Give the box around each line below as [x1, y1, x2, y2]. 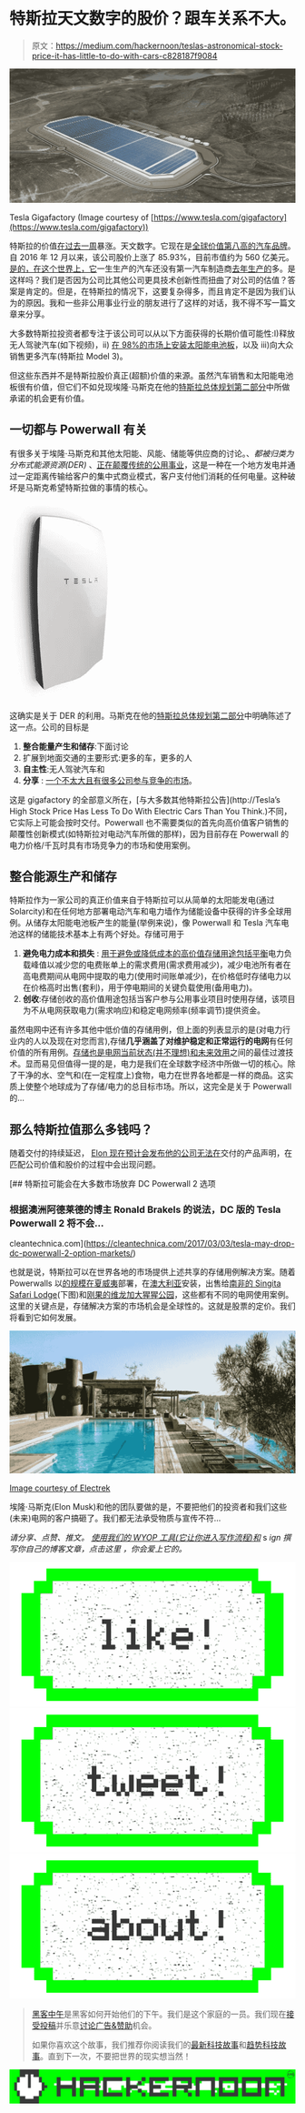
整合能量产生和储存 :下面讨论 [22, 741, 129, 752]
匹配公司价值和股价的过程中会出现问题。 [9, 1159, 161, 1170]
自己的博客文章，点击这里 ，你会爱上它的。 [25, 1543, 187, 1554]
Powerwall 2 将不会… [9, 1217, 104, 1229]
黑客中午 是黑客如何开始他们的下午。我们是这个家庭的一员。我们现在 [31, 2008, 287, 2019]
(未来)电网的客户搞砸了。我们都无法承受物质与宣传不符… [9, 1512, 221, 1524]
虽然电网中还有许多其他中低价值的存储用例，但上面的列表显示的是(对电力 [9, 1025, 283, 1036]
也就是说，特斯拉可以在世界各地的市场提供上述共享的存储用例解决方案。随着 [9, 1267, 296, 1278]
